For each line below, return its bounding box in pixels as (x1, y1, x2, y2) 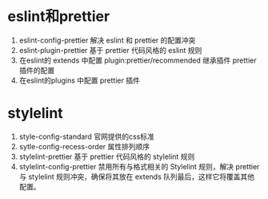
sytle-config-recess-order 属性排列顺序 (18, 141, 150, 151)
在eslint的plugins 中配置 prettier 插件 (18, 75, 141, 85)
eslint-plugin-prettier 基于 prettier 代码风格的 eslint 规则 (18, 45, 202, 55)
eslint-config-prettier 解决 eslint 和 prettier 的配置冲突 (18, 35, 196, 45)
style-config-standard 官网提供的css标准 (18, 132, 155, 141)
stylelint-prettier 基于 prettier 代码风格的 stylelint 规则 (18, 152, 195, 161)
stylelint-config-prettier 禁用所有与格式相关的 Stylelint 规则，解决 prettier (18, 161, 260, 171)
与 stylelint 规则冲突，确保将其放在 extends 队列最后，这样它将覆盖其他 (18, 172, 255, 181)
